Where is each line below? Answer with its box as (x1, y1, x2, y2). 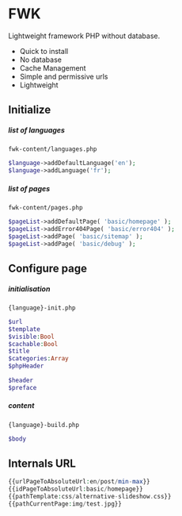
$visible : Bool (8, 333, 55, 341)
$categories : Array (8, 355, 69, 363)
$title (8, 347, 30, 356)
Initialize (8, 103, 51, 117)
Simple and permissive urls (19, 71, 108, 81)
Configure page (8, 261, 87, 275)
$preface (8, 383, 37, 391)
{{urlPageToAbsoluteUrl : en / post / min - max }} (8, 478, 150, 486)
